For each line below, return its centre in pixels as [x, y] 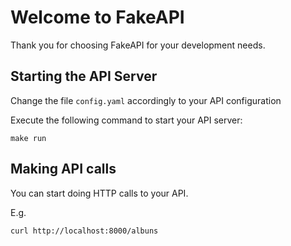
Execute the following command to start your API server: [126, 120]
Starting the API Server [84, 76]
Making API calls [63, 169]
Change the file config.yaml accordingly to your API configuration [146, 100]
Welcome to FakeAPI [97, 17]
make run [28, 138]
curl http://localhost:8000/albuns [84, 231]
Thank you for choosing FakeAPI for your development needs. [138, 45]
